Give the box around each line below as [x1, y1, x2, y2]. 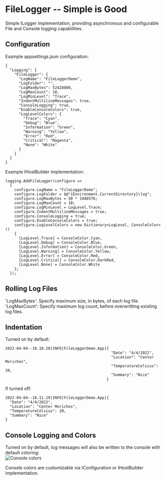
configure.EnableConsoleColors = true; [14, 218, 98, 223]
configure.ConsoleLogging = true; [14, 214, 87, 219]
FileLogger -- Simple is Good [5, 4, 127, 15]
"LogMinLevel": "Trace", [18, 94, 71, 99]
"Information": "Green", [23, 125, 75, 130]
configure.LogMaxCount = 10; [14, 200, 75, 206]
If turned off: [5, 386, 32, 392]
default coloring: [5, 450, 39, 456]
